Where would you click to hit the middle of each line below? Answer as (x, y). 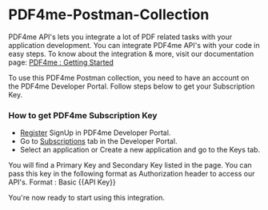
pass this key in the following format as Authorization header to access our (132, 174)
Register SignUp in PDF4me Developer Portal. (95, 133)
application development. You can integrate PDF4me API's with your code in (134, 45)
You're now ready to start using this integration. (87, 198)
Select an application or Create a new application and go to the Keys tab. (140, 150)
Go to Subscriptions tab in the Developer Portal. (98, 141)
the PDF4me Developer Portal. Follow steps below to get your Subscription (132, 86)
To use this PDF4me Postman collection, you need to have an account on (129, 77)
